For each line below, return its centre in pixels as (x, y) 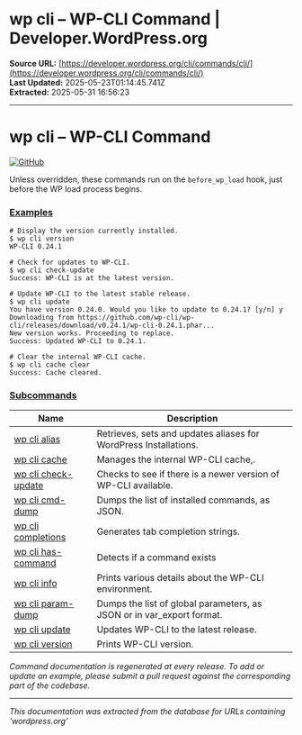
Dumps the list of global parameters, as (179, 603)
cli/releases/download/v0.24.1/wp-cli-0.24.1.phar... (112, 326)
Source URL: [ (36, 63)
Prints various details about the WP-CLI (180, 578)
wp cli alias (37, 440)
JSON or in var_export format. (160, 615)
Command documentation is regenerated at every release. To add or (137, 667)
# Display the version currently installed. (94, 231)
